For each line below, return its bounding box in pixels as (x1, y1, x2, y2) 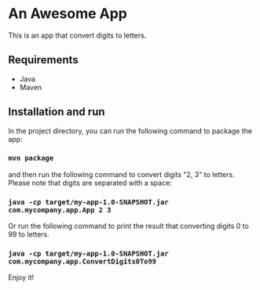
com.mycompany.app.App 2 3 (8, 205, 112, 214)
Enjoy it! (8, 273, 35, 282)
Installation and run (8, 105, 105, 118)
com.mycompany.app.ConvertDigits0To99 (8, 257, 157, 266)
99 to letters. (8, 230, 49, 239)
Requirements (8, 53, 79, 67)
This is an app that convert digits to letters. (8, 31, 147, 40)
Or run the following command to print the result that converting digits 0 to (8, 221, 249, 231)
